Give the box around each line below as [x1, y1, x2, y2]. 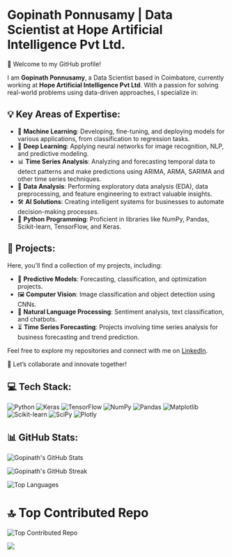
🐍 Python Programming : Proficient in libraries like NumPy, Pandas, [17, 215, 210, 223]
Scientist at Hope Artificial [7, 22, 163, 38]
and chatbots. [17, 314, 57, 323]
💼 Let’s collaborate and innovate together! [7, 360, 127, 368]
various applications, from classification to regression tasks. [17, 134, 190, 143]
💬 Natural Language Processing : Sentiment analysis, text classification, [17, 308, 224, 316]
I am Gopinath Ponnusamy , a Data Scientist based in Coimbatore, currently [7, 73, 224, 82]
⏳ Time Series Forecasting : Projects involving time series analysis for [17, 322, 218, 331]
